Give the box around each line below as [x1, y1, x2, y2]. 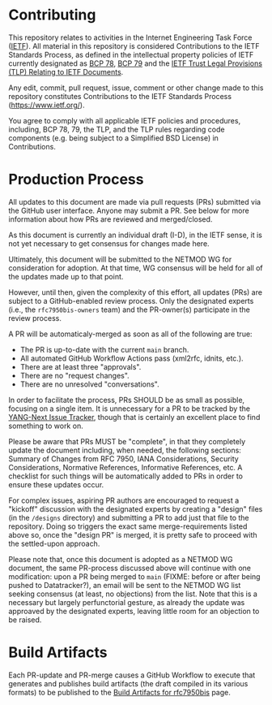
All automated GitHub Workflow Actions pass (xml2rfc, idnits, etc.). [19, 353, 244, 363]
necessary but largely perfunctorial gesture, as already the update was [8, 597, 245, 607]
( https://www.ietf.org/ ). [8, 100, 85, 110]
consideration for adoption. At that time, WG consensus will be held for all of [8, 262, 263, 273]
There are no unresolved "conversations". [19, 379, 159, 389]
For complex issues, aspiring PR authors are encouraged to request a [8, 495, 240, 505]
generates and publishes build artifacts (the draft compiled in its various [8, 678, 249, 688]
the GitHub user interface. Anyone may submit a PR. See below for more [8, 205, 249, 215]
